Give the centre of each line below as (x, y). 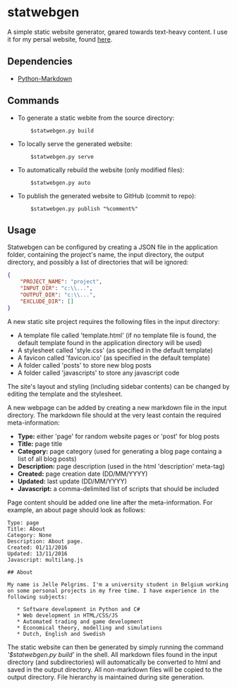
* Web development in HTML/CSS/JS (67, 615)
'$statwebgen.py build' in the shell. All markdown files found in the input (112, 654)
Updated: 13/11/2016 (38, 554)
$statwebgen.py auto (61, 183)
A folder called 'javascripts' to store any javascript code (98, 373)
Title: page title (40, 443)
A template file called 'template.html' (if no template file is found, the (117, 335)
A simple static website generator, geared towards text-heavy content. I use (117, 32)
